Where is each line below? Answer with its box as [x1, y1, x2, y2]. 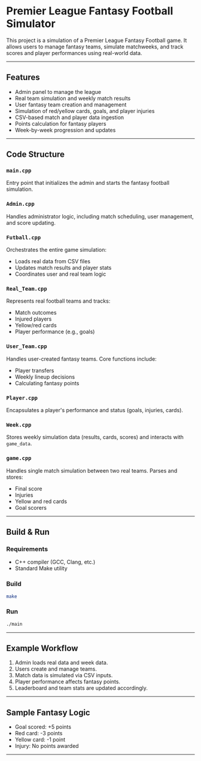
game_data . [6, 440, 32, 447]
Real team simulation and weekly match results [14, 95, 131, 102]
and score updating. [6, 219, 56, 226]
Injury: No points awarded [14, 742, 79, 750]
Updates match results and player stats [14, 264, 112, 272]
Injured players [14, 315, 52, 322]
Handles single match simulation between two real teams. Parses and [6, 467, 178, 474]
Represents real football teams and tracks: [6, 297, 111, 305]
